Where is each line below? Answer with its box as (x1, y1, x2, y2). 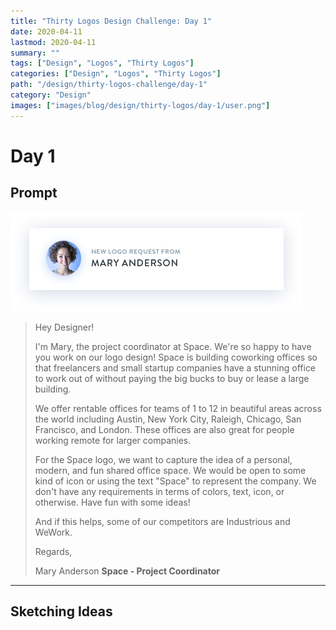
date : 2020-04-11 (10, 26, 83, 37)
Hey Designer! (34, 321, 95, 333)
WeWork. (34, 526, 73, 538)
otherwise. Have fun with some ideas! (34, 496, 191, 508)
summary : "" (10, 48, 60, 58)
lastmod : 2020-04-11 (10, 37, 97, 47)
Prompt (10, 185, 58, 202)
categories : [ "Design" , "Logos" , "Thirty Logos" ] (10, 69, 222, 79)
